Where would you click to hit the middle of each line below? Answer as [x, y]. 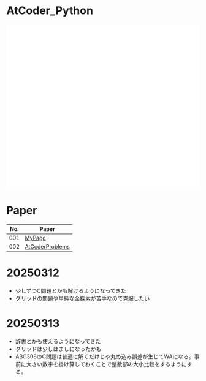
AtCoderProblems [48, 246]
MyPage [35, 238]
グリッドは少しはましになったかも [58, 349]
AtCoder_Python [50, 11]
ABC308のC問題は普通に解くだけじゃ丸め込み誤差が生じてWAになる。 [105, 356]
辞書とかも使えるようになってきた [58, 341]
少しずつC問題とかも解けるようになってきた [71, 291]
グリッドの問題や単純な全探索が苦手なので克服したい [82, 298]
